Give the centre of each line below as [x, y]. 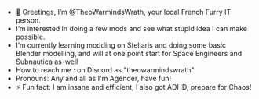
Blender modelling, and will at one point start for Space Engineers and [129, 53]
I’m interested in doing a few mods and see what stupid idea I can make [131, 28]
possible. [30, 37]
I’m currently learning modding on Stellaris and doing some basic [120, 45]
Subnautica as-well [47, 62]
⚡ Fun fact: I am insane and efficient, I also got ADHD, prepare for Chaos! [133, 87]
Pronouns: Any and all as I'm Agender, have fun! [93, 78]
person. [28, 20]
